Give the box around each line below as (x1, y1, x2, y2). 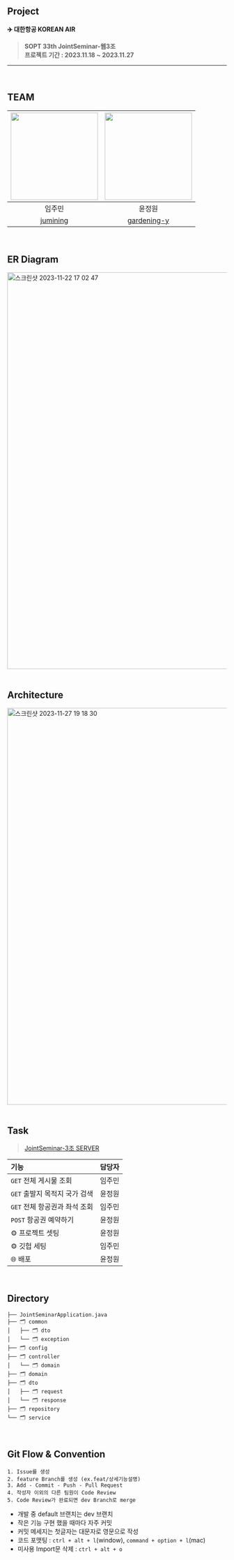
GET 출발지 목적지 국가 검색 (10, 1189, 93, 1199)
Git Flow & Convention (7, 1448, 106, 1460)
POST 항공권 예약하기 (10, 1215, 75, 1225)
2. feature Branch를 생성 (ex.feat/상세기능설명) (7, 1476, 141, 1483)
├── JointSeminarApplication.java (7, 1311, 108, 1318)
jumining (40, 216, 68, 225)
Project (7, 6, 40, 17)
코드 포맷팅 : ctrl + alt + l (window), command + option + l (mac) (17, 1536, 206, 1544)
